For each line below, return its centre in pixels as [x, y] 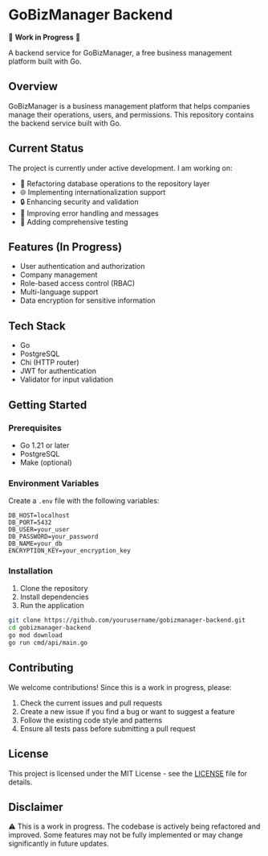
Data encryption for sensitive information [87, 300]
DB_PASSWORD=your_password [53, 537]
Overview [33, 87]
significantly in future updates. [59, 844]
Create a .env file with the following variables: [84, 501]
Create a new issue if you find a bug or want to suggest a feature [127, 711]
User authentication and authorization [83, 267]
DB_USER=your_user [39, 530]
